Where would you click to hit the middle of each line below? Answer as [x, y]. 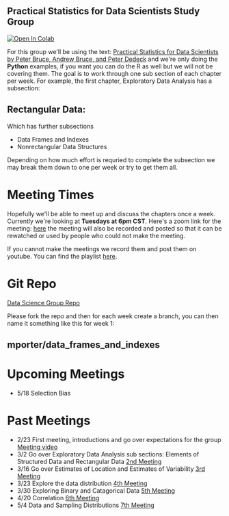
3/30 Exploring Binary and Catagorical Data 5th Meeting [96, 490]
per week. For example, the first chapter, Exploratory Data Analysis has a [110, 81]
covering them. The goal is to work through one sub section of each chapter [114, 73]
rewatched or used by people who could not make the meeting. [96, 235]
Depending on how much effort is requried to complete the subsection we [111, 159]
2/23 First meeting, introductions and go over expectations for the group [119, 439]
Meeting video [37, 447]
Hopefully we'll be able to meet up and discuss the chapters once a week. [111, 214]
